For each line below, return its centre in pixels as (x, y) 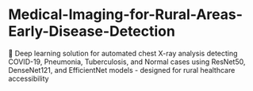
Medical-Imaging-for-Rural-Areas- (126, 15)
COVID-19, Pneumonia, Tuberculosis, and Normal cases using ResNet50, (127, 62)
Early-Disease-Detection (92, 31)
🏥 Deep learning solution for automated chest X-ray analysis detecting (123, 53)
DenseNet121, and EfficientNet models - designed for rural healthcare (122, 70)
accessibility (29, 78)
